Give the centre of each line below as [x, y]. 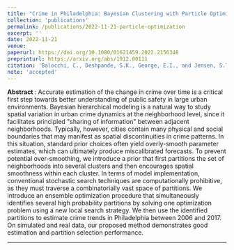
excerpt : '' [24, 33]
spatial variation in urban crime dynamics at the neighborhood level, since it [116, 114]
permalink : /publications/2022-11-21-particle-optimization [96, 26]
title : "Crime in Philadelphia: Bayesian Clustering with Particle [107, 14]
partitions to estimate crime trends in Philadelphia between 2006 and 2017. [114, 217]
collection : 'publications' [48, 20]
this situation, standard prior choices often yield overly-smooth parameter [113, 143]
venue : [17, 46]
